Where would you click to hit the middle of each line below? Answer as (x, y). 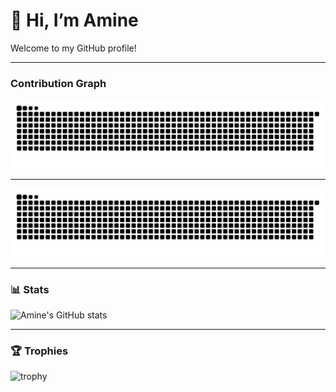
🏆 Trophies (39, 351)
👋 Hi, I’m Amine (74, 20)
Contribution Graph (58, 83)
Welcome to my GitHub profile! (73, 48)
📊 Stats (30, 289)
